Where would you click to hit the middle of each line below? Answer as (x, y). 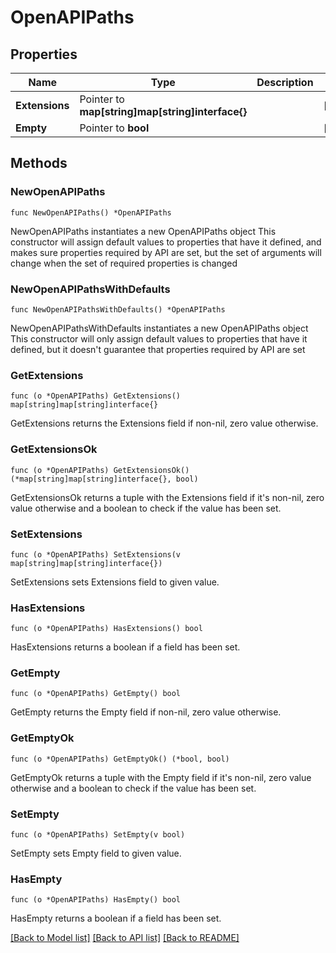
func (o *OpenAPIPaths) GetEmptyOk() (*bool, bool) (120, 759)
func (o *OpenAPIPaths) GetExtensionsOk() (100, 470)
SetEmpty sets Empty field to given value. (96, 853)
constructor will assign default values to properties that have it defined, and (166, 242)
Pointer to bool (114, 128)
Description (285, 82)
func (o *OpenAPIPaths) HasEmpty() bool (96, 900)
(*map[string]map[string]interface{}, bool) (104, 479)
